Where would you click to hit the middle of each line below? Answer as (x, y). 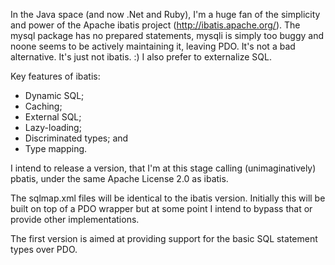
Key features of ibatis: (55, 76)
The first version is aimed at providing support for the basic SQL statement (164, 238)
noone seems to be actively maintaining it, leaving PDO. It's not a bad (153, 46)
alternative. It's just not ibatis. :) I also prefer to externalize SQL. (141, 57)
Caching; (43, 106)
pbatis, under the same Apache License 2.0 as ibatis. (119, 178)
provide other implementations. (75, 219)
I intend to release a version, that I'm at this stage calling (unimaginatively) (163, 168)
